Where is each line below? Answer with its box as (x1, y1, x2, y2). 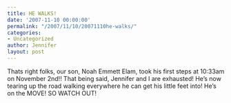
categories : (7, 29, 41, 36)
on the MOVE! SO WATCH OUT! (7, 89, 97, 97)
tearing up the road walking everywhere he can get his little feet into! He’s (7, 82, 217, 90)
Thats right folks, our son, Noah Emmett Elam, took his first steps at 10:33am (7, 67, 225, 76)
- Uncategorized (7, 36, 54, 43)
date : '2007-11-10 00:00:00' (7, 16, 91, 23)
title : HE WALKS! (7, 10, 57, 17)
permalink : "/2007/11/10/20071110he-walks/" (7, 23, 137, 30)
